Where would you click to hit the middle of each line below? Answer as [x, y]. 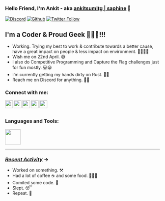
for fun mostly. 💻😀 [32, 68]
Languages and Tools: [32, 121]
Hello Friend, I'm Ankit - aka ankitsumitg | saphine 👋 [68, 8]
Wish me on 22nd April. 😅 [39, 57]
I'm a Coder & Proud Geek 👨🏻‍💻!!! [55, 34]
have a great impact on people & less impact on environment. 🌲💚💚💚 [80, 52]
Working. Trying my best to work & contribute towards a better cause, [83, 46]
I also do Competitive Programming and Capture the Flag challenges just [85, 62]
